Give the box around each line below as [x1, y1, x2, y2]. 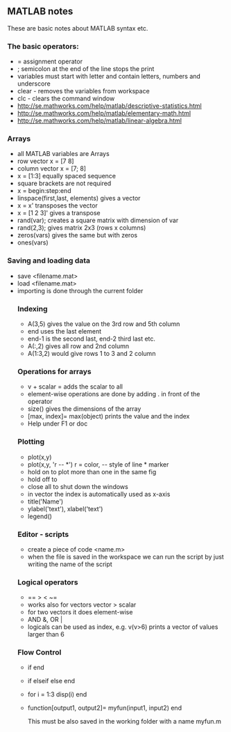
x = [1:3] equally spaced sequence [17, 172, 117, 180]
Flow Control [17, 648, 62, 657]
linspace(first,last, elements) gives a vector [17, 194, 141, 203]
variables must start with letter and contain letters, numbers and [17, 72, 201, 81]
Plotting [17, 437, 45, 446]
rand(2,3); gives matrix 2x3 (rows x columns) [17, 224, 146, 232]
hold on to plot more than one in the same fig [27, 467, 157, 476]
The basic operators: [7, 41, 79, 51]
